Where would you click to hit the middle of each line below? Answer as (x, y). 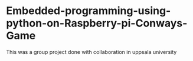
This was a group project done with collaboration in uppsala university (91, 52)
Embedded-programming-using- (89, 11)
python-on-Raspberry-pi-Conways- (97, 23)
